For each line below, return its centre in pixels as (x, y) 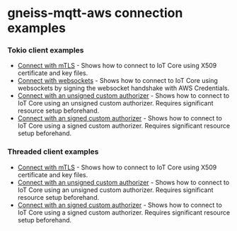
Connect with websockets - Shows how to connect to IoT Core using (117, 81)
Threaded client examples (53, 152)
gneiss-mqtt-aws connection (95, 13)
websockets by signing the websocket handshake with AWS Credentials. (123, 88)
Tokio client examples (46, 50)
